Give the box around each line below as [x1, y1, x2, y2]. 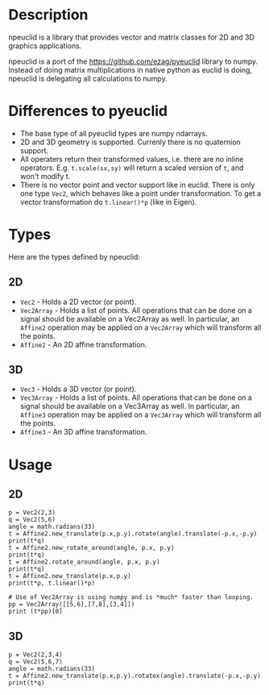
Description [8, 6, 89, 24]
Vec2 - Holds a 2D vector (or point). [19, 297, 137, 306]
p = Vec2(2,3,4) [8, 651, 63, 659]
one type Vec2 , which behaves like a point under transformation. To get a [19, 188, 262, 198]
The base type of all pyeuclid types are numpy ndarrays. [19, 128, 208, 138]
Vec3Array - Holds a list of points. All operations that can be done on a [19, 393, 252, 402]
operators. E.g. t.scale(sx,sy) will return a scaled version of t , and [19, 163, 244, 173]
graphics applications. [8, 40, 82, 50]
